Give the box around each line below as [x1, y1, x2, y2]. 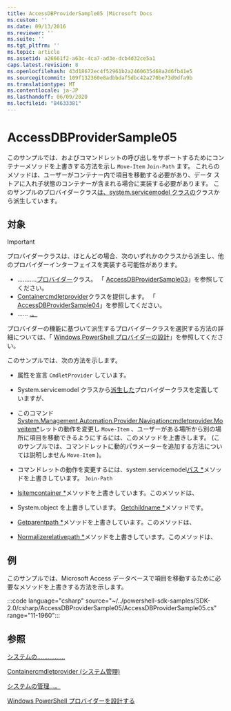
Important [7, 237, 35, 246]
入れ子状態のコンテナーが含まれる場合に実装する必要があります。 [25, 179, 212, 187]
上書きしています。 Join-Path [29, 474, 113, 482]
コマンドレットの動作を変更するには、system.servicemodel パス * [17, 465, 204, 474]
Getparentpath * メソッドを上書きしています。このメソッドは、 [17, 518, 196, 526]
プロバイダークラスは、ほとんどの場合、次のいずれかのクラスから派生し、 [7, 251, 219, 260]
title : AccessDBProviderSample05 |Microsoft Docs [7, 10, 153, 17]
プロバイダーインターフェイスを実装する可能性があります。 [12, 260, 181, 269]
